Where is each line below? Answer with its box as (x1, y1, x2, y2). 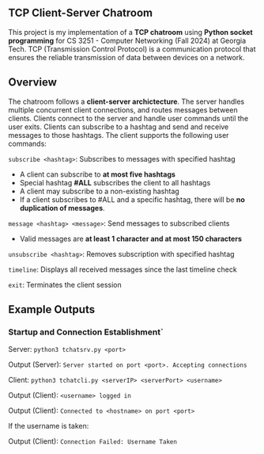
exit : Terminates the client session (8, 280, 123, 289)
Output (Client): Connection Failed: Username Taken (8, 437, 178, 446)
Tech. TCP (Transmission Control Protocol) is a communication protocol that (8, 44, 256, 54)
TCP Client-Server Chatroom (8, 6, 153, 20)
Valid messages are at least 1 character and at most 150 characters (19, 234, 243, 243)
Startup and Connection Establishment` (8, 326, 164, 338)
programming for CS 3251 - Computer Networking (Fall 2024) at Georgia (8, 36, 247, 45)
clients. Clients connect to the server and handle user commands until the (8, 113, 249, 123)
